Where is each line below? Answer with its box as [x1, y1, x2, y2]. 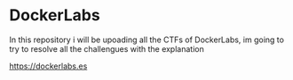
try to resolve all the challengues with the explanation [9, 43, 204, 54]
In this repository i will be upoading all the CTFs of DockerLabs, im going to [9, 34, 284, 45]
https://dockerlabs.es [9, 61, 88, 71]
